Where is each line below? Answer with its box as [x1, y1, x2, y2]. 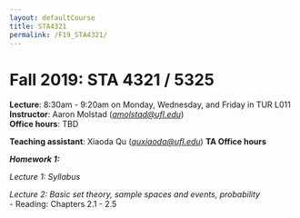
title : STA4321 [9, 22, 67, 31]
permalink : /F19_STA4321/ [9, 30, 107, 39]
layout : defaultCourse [9, 13, 95, 23]
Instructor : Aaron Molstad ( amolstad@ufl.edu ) [9, 109, 185, 120]
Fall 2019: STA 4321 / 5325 [9, 69, 215, 90]
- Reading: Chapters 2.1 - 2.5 [9, 199, 117, 210]
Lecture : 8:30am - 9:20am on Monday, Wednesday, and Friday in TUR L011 [9, 99, 291, 110]
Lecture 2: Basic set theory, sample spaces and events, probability [9, 189, 261, 200]
